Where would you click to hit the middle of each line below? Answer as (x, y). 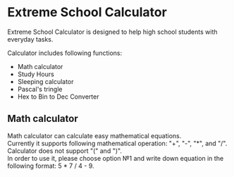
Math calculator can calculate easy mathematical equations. (94, 135)
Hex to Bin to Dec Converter (58, 97)
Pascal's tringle (40, 89)
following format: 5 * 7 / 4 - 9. (51, 166)
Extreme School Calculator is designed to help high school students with (112, 32)
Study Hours (36, 74)
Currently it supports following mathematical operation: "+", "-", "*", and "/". (117, 143)
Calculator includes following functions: (64, 53)
